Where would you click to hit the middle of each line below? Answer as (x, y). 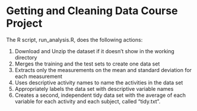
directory (26, 57)
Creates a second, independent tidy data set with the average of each (100, 95)
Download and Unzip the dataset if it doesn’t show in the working (95, 51)
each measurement (38, 76)
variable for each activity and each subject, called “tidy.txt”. (88, 101)
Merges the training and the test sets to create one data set (87, 64)
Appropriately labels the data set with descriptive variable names (94, 89)
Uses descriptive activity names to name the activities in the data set (99, 82)
